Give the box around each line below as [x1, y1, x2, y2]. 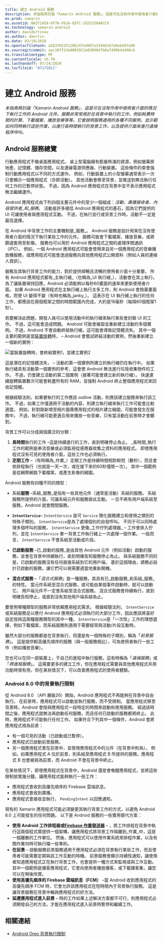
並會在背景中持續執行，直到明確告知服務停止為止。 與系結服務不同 [20, 553, 153, 559]
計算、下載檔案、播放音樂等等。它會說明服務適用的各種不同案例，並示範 [13, 117, 158, 123]
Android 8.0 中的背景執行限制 [5, 680, 74, 687]
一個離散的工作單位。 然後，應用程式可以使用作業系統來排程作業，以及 [12, 835, 153, 841]
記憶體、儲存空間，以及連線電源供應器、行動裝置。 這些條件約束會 [17, 164, 150, 170]
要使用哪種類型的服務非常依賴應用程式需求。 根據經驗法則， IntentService [5, 604, 154, 610]
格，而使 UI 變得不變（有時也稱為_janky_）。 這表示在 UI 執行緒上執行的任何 [5, 292, 155, 298]
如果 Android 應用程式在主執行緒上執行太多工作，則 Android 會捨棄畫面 [14, 287, 157, 292]
